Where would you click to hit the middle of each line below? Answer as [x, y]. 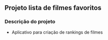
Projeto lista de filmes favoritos [53, 8]
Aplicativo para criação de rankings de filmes [57, 32]
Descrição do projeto [30, 22]
